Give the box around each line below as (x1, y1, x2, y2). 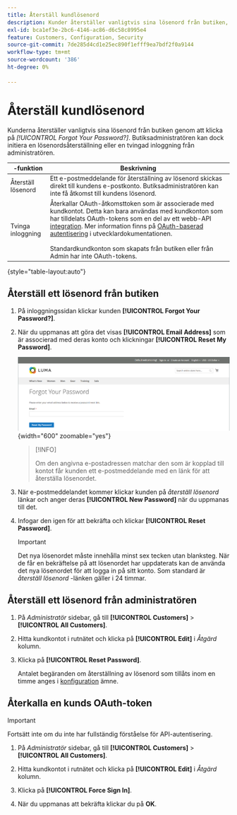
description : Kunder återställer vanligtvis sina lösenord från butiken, (7, 18, 229, 26)
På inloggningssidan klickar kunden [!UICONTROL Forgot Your (17, 306, 200, 315)
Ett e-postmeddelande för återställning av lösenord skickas (49, 174, 222, 183)
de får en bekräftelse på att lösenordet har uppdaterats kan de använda (17, 558, 226, 567)
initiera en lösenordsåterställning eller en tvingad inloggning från (7, 141, 195, 149)
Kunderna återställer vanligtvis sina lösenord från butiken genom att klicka (7, 126, 224, 134)
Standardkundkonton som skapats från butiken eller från (49, 244, 214, 252)
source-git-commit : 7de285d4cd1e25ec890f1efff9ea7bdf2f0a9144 (7, 41, 194, 49)
